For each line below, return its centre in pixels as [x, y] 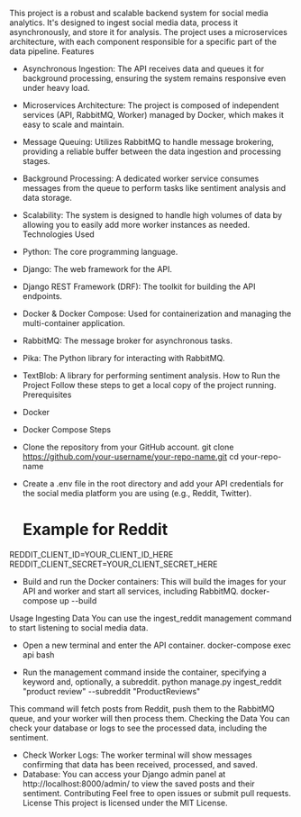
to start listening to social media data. [79, 627]
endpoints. [42, 296]
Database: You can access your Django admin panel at [124, 774]
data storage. [47, 198]
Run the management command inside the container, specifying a [145, 672]
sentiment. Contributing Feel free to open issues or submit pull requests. [156, 793]
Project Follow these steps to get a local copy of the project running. [149, 385]
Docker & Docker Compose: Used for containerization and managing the [157, 313]
